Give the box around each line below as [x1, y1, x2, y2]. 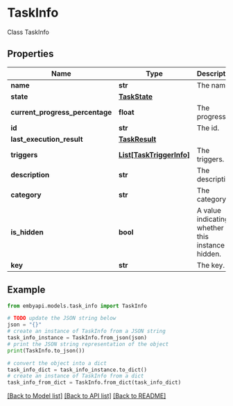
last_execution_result [10, 134, 83, 144]
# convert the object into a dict [7, 359, 107, 366]
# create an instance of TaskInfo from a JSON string [7, 328, 166, 335]
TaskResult [119, 134, 157, 144]
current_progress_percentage [10, 107, 112, 117]
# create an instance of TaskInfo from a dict [7, 373, 144, 380]
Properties [7, 48, 54, 60]
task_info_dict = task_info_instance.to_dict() [7, 366, 148, 373]
